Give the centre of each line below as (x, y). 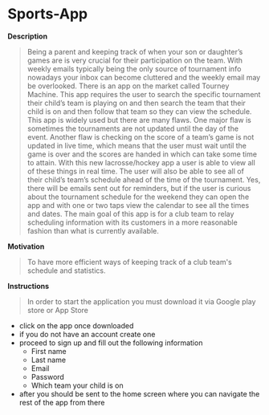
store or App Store (58, 310)
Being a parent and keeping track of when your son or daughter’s (135, 51)
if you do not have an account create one (87, 334)
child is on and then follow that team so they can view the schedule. (139, 111)
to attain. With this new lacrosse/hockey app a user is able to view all (141, 162)
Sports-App (48, 14)
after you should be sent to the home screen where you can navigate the (139, 393)
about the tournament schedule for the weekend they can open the (138, 197)
